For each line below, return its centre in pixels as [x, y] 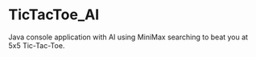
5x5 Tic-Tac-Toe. [37, 45]
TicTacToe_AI [54, 15]
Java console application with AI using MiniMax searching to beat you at [128, 37]
